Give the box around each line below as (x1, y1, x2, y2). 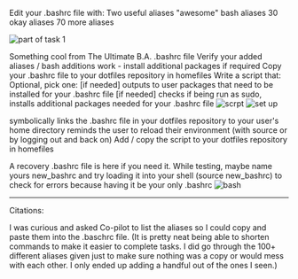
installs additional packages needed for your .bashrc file (9, 98, 215, 109)
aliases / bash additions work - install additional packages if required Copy (9, 61, 282, 71)
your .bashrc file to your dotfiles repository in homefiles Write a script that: (9, 70, 281, 81)
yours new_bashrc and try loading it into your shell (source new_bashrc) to (9, 170, 282, 181)
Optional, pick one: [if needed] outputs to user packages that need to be (9, 80, 273, 89)
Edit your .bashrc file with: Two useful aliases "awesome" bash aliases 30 (9, 8, 278, 18)
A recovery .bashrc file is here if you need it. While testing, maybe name (9, 161, 273, 171)
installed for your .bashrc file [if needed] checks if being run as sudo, (9, 89, 263, 99)
